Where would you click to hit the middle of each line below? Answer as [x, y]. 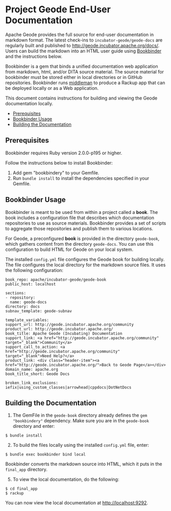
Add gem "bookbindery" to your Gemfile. [56, 172]
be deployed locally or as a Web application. [52, 88]
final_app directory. [26, 469]
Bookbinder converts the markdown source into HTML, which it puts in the [84, 464]
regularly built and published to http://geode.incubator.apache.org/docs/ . [82, 45]
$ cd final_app [22, 489]
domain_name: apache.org [32, 369]
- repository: [20, 298]
